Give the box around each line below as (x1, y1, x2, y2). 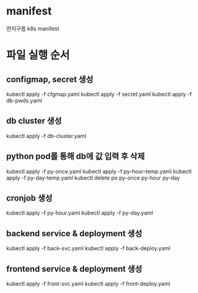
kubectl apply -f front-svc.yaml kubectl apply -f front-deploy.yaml (6, 280, 170, 287)
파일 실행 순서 (6, 48, 70, 62)
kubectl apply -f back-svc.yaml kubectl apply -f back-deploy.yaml (6, 245, 171, 252)
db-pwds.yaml (6, 96, 42, 104)
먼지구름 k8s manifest (6, 25, 59, 32)
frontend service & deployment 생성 (6, 263, 142, 274)
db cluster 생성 (6, 116, 62, 126)
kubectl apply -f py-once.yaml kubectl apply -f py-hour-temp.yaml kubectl (6, 168, 192, 175)
